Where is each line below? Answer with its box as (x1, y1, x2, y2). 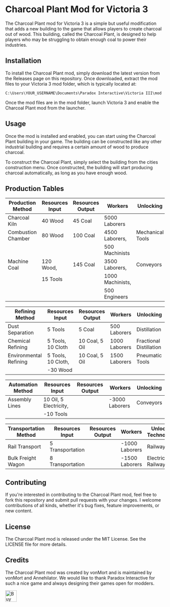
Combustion (8, 229, 37, 236)
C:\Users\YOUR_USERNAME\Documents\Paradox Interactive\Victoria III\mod (5, 90, 162, 96)
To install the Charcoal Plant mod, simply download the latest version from (5, 70, 160, 76)
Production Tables (5, 184, 64, 193)
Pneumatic (136, 352, 162, 359)
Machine (8, 258, 29, 265)
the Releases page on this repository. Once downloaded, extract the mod (5, 75, 158, 82)
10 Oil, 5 (43, 396, 64, 403)
